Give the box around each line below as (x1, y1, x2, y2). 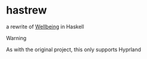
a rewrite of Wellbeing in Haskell (6, 23, 84, 30)
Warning (6, 34, 26, 41)
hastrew (6, 4, 47, 17)
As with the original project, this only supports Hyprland (6, 45, 141, 53)
